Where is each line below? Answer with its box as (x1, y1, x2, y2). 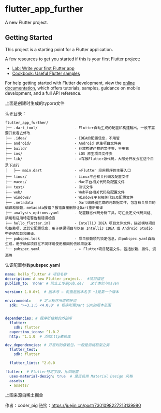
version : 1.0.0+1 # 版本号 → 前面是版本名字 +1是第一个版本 (5, 290, 119, 294)
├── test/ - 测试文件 (5, 185, 93, 189)
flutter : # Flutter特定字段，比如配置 (5, 369, 79, 374)
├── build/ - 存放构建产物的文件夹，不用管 (5, 146, 129, 151)
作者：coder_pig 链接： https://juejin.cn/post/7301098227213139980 (5, 402, 141, 409)
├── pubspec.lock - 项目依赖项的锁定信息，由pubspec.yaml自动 (5, 236, 155, 241)
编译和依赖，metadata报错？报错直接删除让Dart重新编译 (5, 205, 103, 210)
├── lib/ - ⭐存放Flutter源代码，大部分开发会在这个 (5, 156, 151, 161)
